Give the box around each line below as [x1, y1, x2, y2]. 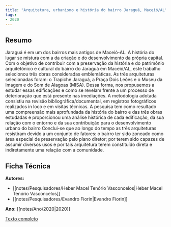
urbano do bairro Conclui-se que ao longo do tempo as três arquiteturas [5, 125, 157, 132]
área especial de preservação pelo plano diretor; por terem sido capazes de [5, 136, 164, 142]
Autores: [5, 175, 24, 181]
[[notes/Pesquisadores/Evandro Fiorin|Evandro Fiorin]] [12, 196, 128, 202]
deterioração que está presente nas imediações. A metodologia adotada [5, 93, 157, 99]
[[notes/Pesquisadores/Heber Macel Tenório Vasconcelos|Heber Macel [12, 185, 163, 191]
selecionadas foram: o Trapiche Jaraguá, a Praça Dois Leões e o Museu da [5, 77, 163, 83]
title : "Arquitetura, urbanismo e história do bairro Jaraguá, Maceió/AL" [5, 7, 167, 13]
